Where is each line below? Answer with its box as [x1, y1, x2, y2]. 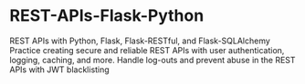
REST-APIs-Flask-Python [9, 5, 205, 26]
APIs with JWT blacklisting [9, 64, 110, 75]
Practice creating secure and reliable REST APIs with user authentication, [9, 44, 285, 55]
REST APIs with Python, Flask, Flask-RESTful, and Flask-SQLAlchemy [9, 35, 271, 46]
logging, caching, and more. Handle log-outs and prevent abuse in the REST [9, 54, 296, 65]
